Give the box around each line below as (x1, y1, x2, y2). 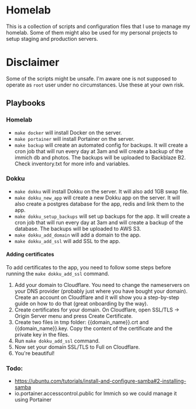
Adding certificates (6, 251, 54, 258)
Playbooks (6, 98, 46, 108)
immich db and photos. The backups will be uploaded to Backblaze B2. (14, 154, 186, 161)
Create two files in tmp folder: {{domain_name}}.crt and (14, 319, 149, 326)
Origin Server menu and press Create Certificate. (14, 313, 133, 320)
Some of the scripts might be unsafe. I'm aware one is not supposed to (6, 75, 177, 82)
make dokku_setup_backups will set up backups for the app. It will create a (14, 213, 190, 220)
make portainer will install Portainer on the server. (14, 135, 135, 142)
